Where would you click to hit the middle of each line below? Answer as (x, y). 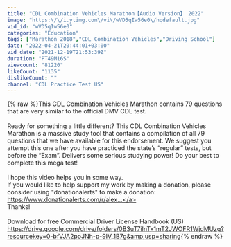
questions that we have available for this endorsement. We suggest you (109, 141)
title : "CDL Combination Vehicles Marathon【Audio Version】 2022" (106, 13)
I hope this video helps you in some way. (65, 178)
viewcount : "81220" (35, 65)
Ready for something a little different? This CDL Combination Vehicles (107, 126)
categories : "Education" (43, 33)
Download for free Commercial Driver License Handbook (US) (95, 221)
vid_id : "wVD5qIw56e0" (40, 26)
